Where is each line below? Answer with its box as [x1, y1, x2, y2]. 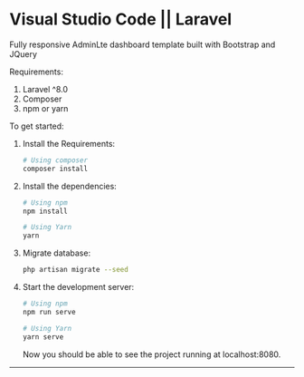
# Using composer [22, 155, 89, 165]
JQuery [9, 48, 38, 59]
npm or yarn [22, 102, 69, 113]
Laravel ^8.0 [22, 83, 69, 94]
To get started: [9, 121, 65, 131]
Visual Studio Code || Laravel [9, 9, 233, 30]
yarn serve [22, 332, 64, 342]
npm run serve [22, 307, 76, 316]
